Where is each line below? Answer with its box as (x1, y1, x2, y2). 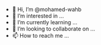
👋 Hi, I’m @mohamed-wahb (12, 6, 81, 13)
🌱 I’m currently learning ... (12, 19, 78, 26)
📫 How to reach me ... (12, 32, 69, 39)
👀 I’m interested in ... (12, 12, 64, 19)
